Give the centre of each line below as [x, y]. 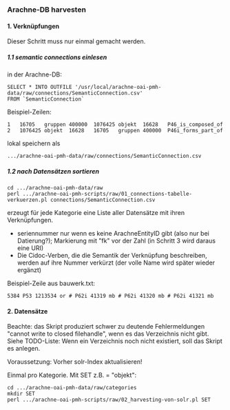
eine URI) [30, 248]
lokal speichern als [34, 143]
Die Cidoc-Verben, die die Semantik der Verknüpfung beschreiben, [112, 256]
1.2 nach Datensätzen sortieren [53, 171]
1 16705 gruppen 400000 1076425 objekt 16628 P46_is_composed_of [115, 125]
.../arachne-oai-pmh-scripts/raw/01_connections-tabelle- [107, 194]
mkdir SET [21, 394]
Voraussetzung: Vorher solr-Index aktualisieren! [75, 362]
